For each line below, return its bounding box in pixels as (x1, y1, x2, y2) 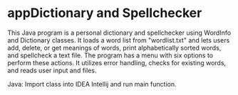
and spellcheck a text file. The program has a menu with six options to (7, 51, 214, 60)
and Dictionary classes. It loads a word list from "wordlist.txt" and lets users (7, 35, 230, 44)
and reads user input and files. (7, 66, 97, 74)
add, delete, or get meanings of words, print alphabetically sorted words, (7, 43, 222, 52)
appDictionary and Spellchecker (7, 5, 202, 21)
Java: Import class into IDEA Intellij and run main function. (7, 79, 177, 88)
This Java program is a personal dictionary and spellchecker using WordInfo (7, 28, 232, 37)
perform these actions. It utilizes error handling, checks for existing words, (7, 58, 227, 67)
